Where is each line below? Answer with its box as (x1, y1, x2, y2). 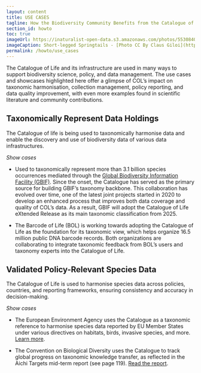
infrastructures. (6, 142, 44, 149)
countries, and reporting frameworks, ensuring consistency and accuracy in (6, 287, 193, 294)
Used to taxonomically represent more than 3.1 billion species (14, 166, 166, 173)
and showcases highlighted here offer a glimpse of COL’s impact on (6, 77, 173, 84)
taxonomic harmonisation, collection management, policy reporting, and (6, 83, 184, 91)
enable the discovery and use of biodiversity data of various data (6, 136, 167, 143)
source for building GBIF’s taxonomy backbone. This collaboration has (14, 184, 188, 192)
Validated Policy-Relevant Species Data (6, 264, 157, 275)
